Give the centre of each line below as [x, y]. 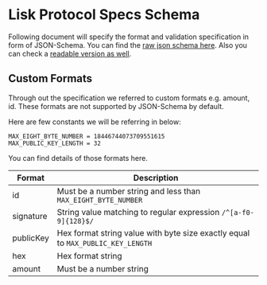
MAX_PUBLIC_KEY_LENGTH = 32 [55, 143]
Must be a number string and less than [129, 191]
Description [156, 178]
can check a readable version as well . [70, 53]
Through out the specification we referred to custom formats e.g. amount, [129, 98]
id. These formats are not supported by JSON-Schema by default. [116, 106]
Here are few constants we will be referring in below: [95, 122]
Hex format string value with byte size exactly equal [153, 232]
